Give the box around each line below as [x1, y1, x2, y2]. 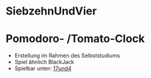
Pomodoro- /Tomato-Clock [5, 32, 146, 46]
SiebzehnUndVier [5, 4, 97, 18]
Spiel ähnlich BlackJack [14, 59, 74, 66]
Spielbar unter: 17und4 [14, 65, 72, 72]
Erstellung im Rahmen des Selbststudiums [14, 52, 120, 59]
